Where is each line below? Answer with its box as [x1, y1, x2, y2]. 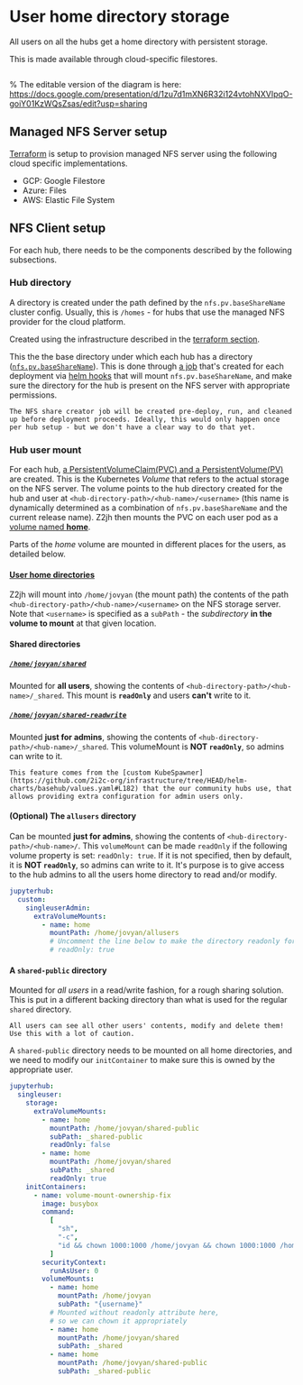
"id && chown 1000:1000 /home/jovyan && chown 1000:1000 [57, 1241, 277, 1250]
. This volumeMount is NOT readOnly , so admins [106, 741, 285, 752]
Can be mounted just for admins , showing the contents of [9, 831, 225, 842]
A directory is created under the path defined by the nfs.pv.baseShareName [9, 297, 286, 307]
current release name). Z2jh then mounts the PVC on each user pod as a [9, 512, 279, 523]
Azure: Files [22, 185, 68, 196]
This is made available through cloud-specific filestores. [9, 53, 218, 64]
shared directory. [9, 1004, 72, 1015]
